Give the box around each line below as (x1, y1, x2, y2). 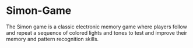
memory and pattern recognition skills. (6, 35, 99, 42)
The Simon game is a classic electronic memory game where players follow (6, 23, 188, 30)
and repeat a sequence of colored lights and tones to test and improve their (6, 29, 188, 36)
